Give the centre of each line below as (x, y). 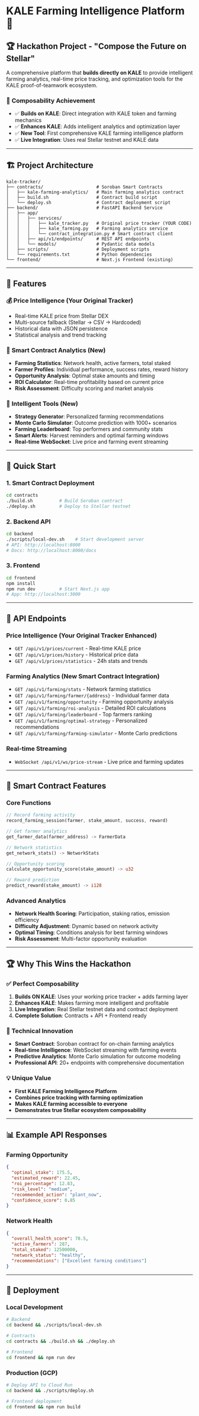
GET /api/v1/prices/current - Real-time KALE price (78, 648)
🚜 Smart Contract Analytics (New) (56, 350)
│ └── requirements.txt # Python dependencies (79, 255)
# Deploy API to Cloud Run (39, 1385)
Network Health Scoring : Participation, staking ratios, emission (92, 914)
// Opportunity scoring (36, 864)
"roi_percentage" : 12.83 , (44, 1183)
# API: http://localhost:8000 (44, 545)
